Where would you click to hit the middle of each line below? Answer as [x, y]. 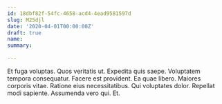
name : [15, 39]
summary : [20, 45]
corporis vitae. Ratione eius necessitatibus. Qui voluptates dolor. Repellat [111, 86]
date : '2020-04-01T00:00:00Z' [51, 26]
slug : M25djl [26, 20]
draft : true [24, 33]
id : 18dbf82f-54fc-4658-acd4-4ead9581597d [69, 13]
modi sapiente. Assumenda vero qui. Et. [64, 93]
